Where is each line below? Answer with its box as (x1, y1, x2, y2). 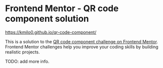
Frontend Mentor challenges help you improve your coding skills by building (5, 44, 159, 50)
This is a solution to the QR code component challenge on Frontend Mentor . (5, 38, 158, 44)
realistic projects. (5, 49, 40, 55)
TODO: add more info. (5, 58, 50, 64)
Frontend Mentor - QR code (5, 3, 119, 14)
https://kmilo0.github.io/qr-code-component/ (5, 29, 97, 35)
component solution (5, 13, 89, 24)
